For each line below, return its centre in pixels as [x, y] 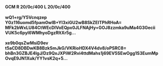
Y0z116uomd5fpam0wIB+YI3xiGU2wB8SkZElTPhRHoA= [63, 23]
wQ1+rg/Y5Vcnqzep [26, 17]
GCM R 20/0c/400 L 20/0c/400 [38, 7]
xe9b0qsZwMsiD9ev [27, 43]
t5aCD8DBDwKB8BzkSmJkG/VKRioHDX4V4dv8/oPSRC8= [66, 48]
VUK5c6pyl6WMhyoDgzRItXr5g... [41, 33]
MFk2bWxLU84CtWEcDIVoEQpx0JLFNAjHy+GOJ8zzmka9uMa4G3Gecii [80, 28]
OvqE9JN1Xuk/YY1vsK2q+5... [36, 58]
